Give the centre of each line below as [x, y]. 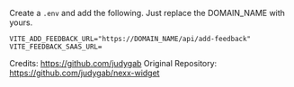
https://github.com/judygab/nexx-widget [85, 73]
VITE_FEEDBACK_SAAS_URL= [56, 47]
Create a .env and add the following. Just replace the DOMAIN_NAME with [147, 13]
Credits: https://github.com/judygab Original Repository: [113, 63]
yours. [21, 22]
